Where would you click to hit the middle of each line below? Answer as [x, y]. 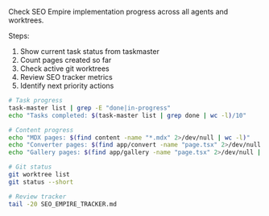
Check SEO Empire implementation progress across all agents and [118, 12]
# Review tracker [37, 197]
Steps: [19, 36]
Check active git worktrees [65, 69]
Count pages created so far [66, 60]
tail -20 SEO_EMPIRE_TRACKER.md [62, 204]
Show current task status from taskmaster [89, 51]
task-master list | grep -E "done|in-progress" [90, 108]
